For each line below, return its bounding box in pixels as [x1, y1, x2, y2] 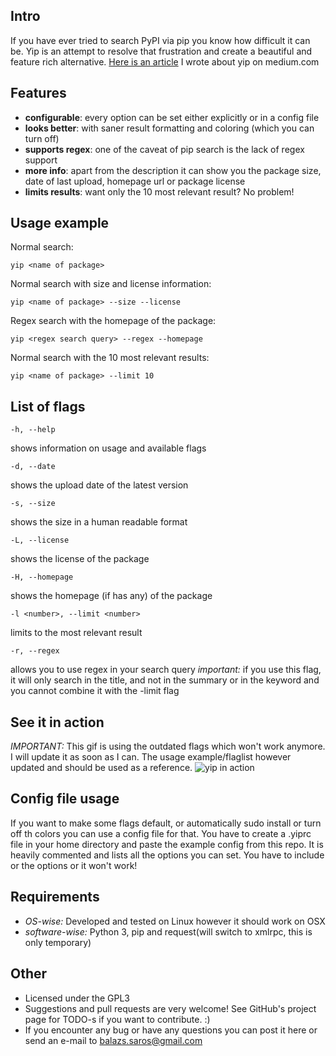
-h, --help [10, 425, 56, 435]
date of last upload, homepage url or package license [24, 175, 246, 187]
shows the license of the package [10, 553, 150, 565]
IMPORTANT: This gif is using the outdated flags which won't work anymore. [10, 740, 326, 753]
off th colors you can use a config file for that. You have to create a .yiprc [10, 827, 312, 839]
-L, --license [10, 535, 70, 546]
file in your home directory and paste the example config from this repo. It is [10, 838, 324, 850]
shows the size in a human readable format [10, 516, 188, 528]
